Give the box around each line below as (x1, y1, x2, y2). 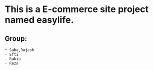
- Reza (5, 61, 19, 66)
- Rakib (5, 56, 21, 61)
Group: (5, 34, 27, 43)
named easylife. (5, 14, 74, 26)
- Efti (5, 52, 19, 57)
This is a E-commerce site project (5, 4, 149, 15)
